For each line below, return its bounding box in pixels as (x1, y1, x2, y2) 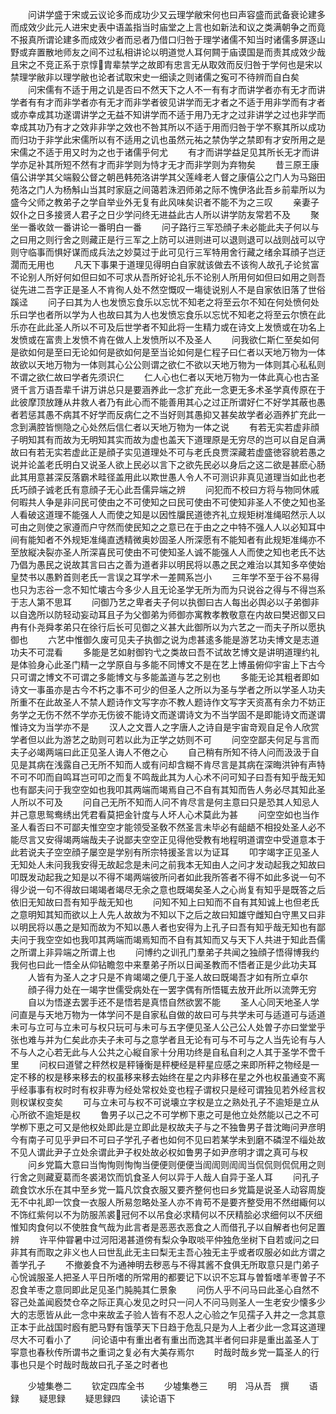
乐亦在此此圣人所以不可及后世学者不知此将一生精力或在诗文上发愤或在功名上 (10, 321, 326, 333)
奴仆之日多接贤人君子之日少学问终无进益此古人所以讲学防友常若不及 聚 (10, 209, 320, 220)
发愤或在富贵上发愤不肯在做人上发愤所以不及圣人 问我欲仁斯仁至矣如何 (10, 334, 320, 345)
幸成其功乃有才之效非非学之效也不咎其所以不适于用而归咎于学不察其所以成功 (10, 121, 326, 133)
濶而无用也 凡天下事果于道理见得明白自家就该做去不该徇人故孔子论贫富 (10, 259, 320, 270)
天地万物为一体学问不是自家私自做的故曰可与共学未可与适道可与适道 (44, 1009, 326, 1020)
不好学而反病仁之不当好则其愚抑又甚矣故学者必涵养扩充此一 (79, 409, 326, 420)
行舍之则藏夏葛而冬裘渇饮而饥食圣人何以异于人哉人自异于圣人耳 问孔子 (10, 1171, 320, 1183)
